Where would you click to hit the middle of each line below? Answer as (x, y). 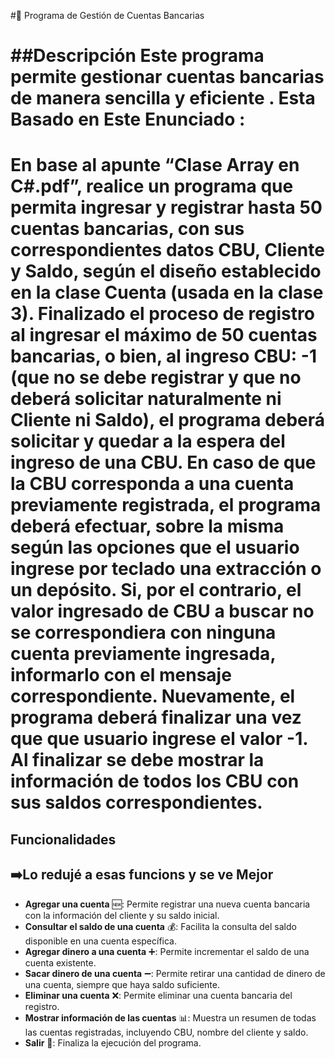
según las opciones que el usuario (155, 547)
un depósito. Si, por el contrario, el (156, 590)
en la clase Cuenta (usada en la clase (167, 292)
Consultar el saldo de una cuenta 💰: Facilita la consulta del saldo (160, 926)
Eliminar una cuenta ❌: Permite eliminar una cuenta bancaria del (158, 995)
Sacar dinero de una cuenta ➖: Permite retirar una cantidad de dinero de (175, 973)
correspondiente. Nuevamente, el (153, 696)
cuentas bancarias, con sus (127, 229)
